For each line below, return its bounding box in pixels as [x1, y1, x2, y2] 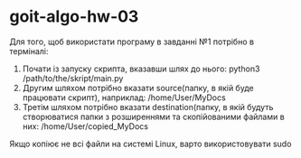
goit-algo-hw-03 [9, 6, 139, 27]
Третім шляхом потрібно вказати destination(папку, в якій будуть [22, 101, 274, 112]
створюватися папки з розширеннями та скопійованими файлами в [22, 111, 285, 122]
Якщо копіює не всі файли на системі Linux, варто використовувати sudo [9, 138, 292, 149]
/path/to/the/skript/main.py [22, 72, 124, 83]
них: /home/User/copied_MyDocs [22, 120, 149, 132]
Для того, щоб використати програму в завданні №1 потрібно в [9, 36, 255, 47]
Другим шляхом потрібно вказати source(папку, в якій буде [22, 82, 255, 93]
